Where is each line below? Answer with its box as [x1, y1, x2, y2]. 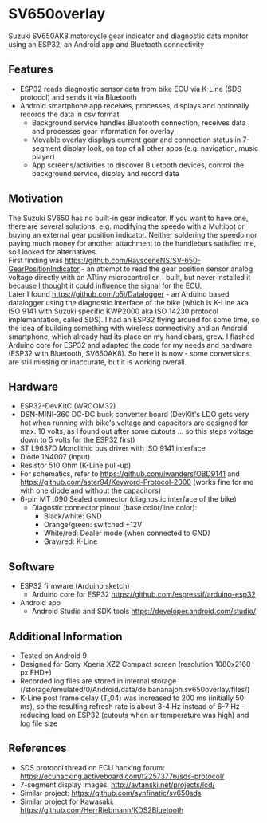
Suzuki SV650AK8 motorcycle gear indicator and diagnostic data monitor [8, 31, 249, 41]
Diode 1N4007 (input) [19, 452, 91, 462]
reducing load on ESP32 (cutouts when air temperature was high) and [19, 711, 249, 719]
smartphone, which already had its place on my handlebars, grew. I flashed [8, 332, 255, 341]
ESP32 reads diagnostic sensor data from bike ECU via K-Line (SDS [19, 84, 241, 93]
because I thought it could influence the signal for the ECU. [8, 281, 202, 290]
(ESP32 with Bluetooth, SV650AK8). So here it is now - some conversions [8, 348, 250, 358]
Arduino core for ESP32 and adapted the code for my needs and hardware [8, 340, 253, 349]
